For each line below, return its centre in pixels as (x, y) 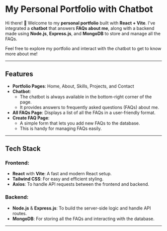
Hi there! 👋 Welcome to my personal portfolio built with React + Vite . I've (80, 23)
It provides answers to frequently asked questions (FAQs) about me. (89, 107)
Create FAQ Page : (31, 117)
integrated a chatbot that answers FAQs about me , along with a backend (80, 28)
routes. (20, 213)
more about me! (21, 54)
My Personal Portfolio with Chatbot (79, 9)
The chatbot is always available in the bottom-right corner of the (86, 97)
